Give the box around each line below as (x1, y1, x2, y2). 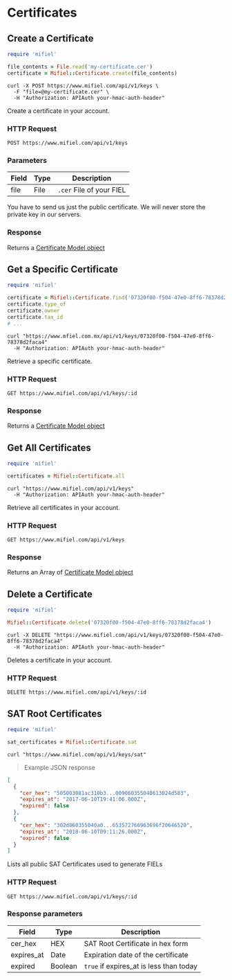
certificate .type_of (7, 301, 67, 308)
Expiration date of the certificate (84, 950, 188, 959)
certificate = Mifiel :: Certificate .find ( (7, 295, 128, 301)
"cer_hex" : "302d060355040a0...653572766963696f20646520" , (19, 821, 193, 829)
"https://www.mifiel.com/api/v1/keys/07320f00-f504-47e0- (53, 631, 224, 638)
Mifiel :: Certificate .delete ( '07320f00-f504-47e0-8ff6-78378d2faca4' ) (7, 619, 212, 627)
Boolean (50, 961, 77, 971)
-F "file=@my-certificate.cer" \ (13, 88, 110, 95)
